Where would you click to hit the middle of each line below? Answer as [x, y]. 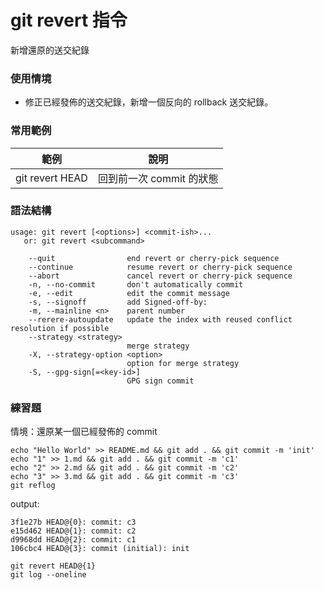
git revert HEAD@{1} [53, 566]
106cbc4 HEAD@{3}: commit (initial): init [100, 549]
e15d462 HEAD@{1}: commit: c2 [73, 531]
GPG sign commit [160, 381]
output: [25, 504]
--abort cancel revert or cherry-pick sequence [160, 276]
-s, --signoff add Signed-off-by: [118, 302]
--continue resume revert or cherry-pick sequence [160, 267]
